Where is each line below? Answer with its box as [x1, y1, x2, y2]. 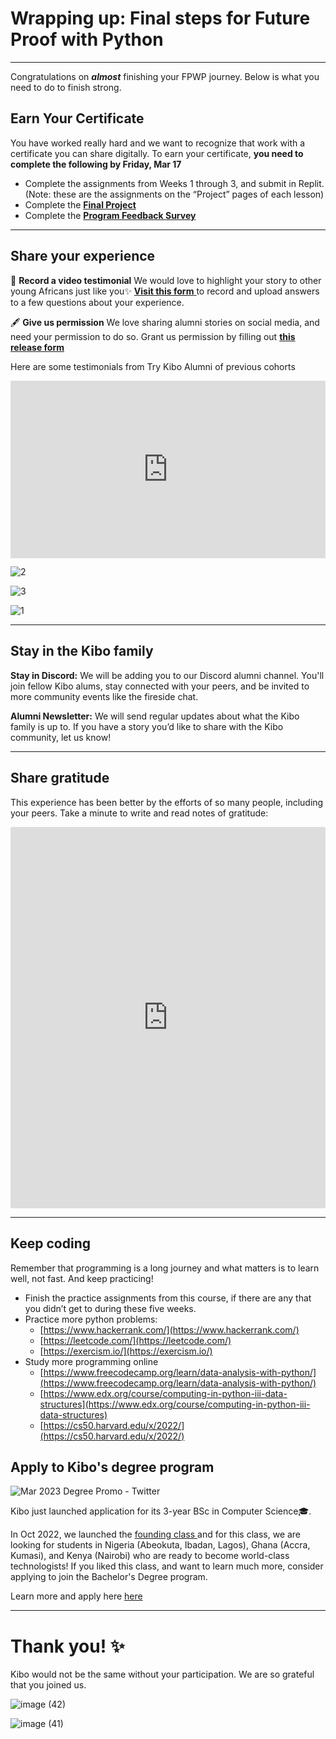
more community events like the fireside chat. [10, 690, 199, 702]
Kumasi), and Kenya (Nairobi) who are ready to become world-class [10, 1550, 290, 1562]
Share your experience [10, 248, 156, 265]
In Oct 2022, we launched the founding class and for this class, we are [10, 1528, 302, 1541]
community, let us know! [10, 731, 112, 743]
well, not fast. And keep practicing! [10, 1272, 154, 1284]
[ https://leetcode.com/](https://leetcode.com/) [39, 1334, 232, 1346]
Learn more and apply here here [10, 1590, 143, 1602]
